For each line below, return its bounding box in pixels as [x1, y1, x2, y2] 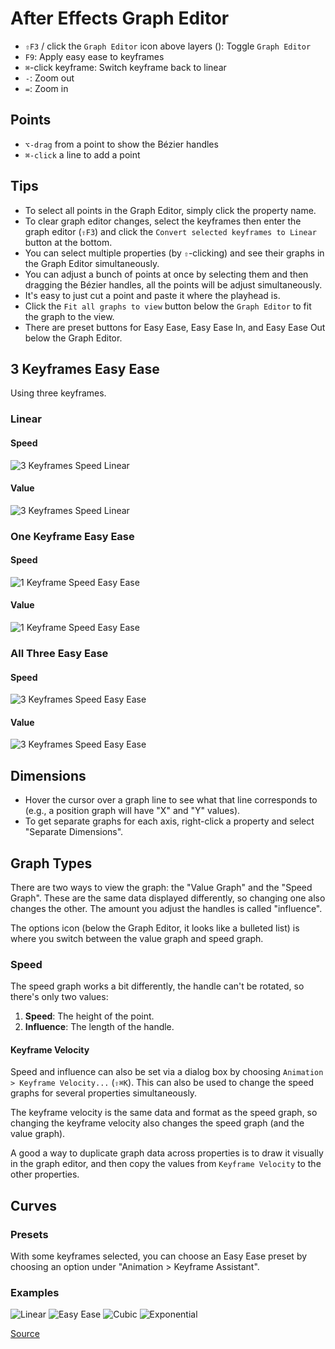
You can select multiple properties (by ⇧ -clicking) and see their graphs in [24, 247, 325, 259]
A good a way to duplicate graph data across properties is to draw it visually [10, 1147, 324, 1159]
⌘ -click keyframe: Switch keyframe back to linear [24, 61, 227, 73]
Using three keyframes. [10, 387, 107, 399]
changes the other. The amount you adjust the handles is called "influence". [10, 902, 323, 914]
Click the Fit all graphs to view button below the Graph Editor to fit [24, 300, 312, 312]
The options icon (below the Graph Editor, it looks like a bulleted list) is [10, 922, 300, 934]
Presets [10, 1227, 49, 1241]
